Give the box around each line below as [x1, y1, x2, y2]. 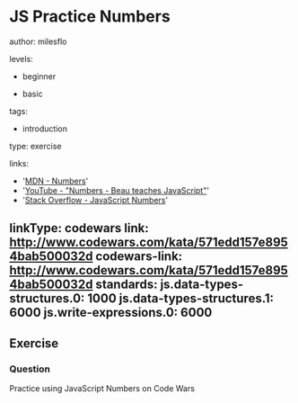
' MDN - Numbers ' [22, 175, 89, 186]
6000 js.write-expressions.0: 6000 [9, 305, 213, 320]
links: [9, 157, 30, 168]
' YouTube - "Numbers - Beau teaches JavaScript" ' [22, 184, 209, 195]
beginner [22, 70, 57, 82]
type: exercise [9, 140, 62, 151]
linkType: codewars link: [9, 220, 150, 236]
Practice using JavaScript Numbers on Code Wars [9, 383, 196, 394]
